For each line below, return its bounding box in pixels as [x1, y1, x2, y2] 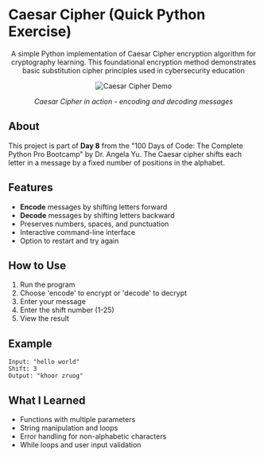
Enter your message [19, 297, 86, 307]
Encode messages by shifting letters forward [19, 201, 168, 212]
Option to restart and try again [19, 236, 119, 245]
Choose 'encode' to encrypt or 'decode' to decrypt [19, 288, 188, 298]
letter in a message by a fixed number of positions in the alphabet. [8, 158, 225, 167]
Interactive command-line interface [19, 227, 136, 236]
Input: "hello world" [8, 358, 80, 366]
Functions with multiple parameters [19, 415, 136, 424]
